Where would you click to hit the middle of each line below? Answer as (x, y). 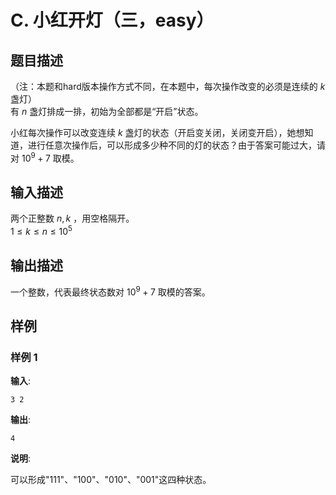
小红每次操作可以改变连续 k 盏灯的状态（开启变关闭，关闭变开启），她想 (157, 132)
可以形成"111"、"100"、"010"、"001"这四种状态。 (111, 480)
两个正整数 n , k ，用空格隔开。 (72, 218)
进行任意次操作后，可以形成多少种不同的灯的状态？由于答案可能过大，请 (176, 145)
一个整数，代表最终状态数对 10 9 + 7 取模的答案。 (110, 291)
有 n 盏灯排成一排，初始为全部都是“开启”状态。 (107, 111)
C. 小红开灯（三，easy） (112, 20)
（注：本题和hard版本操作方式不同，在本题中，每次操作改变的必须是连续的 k (168, 86)
